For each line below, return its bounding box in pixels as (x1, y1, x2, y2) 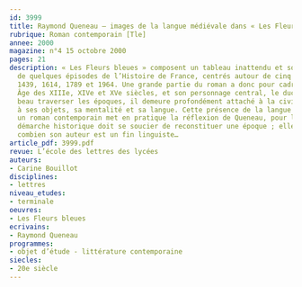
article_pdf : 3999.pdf (9, 139, 94, 148)
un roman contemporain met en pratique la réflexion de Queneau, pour (17, 113, 288, 122)
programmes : (9, 239, 54, 248)
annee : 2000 (9, 38, 54, 48)
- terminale (9, 197, 54, 207)
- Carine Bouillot (9, 164, 78, 173)
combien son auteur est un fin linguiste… (17, 130, 179, 139)
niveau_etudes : (9, 189, 67, 198)
